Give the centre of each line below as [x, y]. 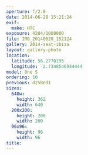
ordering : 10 [22, 77]
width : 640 [30, 105]
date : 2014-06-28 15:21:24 [39, 17]
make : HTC [23, 28]
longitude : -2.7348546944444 [47, 66]
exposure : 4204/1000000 [35, 34]
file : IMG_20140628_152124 [39, 39]
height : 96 [30, 132]
